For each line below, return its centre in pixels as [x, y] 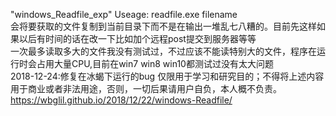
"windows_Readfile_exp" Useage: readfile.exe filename [124, 14]
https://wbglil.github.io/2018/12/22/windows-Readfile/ [121, 100]
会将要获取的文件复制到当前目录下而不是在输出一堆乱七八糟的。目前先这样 [163, 26]
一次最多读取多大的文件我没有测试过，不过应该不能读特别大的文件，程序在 [163, 51]
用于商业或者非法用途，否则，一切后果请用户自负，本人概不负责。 [146, 88]
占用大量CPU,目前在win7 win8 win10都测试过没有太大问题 [155, 63]
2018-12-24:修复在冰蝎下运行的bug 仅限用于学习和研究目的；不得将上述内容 [167, 76]
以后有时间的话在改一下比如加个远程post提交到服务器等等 [137, 38]
